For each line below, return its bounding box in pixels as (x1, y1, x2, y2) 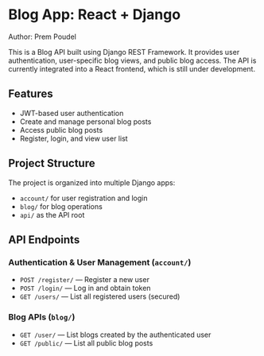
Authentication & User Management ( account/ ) (8, 257, 192, 268)
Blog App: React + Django (8, 6, 181, 24)
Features (8, 87, 53, 101)
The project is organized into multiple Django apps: (8, 177, 176, 188)
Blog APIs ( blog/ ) (8, 311, 76, 323)
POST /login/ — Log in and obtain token (19, 284, 151, 293)
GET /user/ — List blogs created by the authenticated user (19, 330, 212, 339)
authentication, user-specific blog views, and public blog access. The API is (8, 56, 257, 65)
